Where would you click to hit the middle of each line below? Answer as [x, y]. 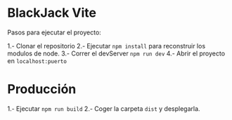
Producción [42, 89]
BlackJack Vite [52, 13]
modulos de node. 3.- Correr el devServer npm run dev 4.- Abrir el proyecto [116, 53]
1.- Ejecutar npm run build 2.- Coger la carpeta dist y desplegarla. [104, 108]
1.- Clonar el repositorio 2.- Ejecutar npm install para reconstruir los [107, 46]
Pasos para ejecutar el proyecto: [54, 32]
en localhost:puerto [37, 60]
